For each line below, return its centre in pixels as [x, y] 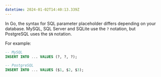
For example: [18, 43]
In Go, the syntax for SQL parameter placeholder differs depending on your [80, 23]
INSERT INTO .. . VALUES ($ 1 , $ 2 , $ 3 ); [44, 70]
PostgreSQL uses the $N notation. [39, 34]
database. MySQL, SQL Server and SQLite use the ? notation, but [70, 29]
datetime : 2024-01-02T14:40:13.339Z [42, 10]
